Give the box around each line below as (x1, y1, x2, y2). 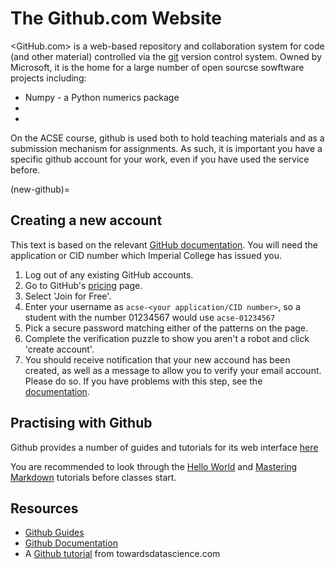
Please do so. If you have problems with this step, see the (24, 375, 263, 387)
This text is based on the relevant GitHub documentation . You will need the (10, 238, 319, 251)
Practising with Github (10, 415, 153, 432)
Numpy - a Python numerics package (24, 91, 180, 103)
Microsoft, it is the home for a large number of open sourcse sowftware (10, 61, 305, 73)
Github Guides (24, 527, 85, 539)
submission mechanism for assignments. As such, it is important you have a (10, 142, 323, 154)
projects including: (10, 72, 87, 84)
